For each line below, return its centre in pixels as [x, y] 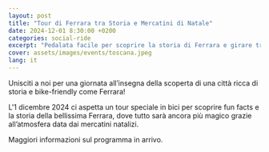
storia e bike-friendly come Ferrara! [67, 91]
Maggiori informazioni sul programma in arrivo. [86, 139]
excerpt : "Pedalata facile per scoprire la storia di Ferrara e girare [130, 46]
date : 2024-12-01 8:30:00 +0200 [62, 30]
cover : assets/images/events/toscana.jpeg [80, 53]
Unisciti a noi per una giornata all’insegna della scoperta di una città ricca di [133, 83]
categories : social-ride [50, 38]
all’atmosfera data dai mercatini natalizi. [74, 124]
